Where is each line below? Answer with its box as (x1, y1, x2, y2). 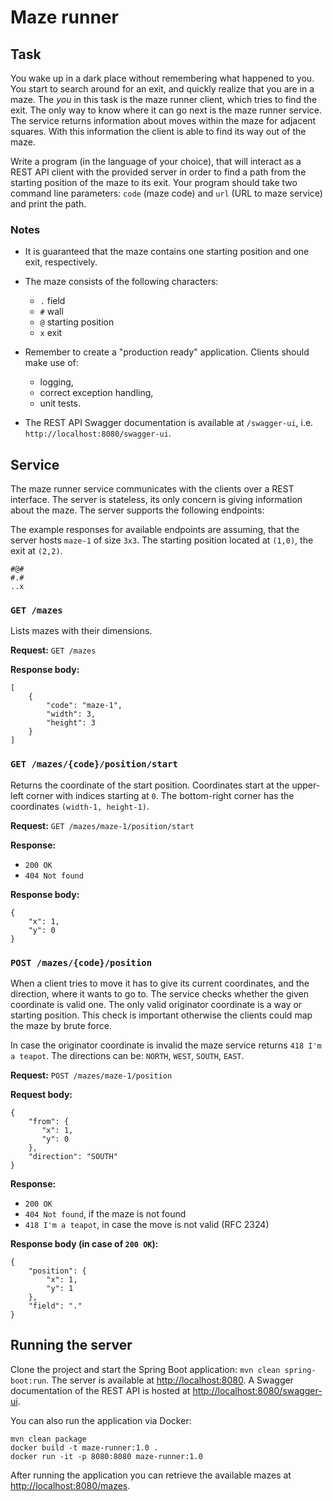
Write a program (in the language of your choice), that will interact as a (10, 156, 302, 167)
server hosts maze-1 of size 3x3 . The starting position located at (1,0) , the (10, 534, 314, 546)
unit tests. (39, 397, 81, 410)
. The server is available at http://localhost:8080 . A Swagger (46, 1374, 294, 1386)
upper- (291, 779, 321, 791)
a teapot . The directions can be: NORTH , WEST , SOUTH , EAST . (10, 1050, 245, 1061)
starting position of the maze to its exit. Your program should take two (10, 177, 298, 188)
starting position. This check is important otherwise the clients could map (10, 1009, 313, 1021)
